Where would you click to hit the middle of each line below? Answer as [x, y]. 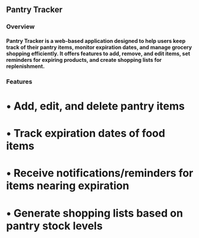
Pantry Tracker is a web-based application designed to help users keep [96, 40]
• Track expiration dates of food [86, 134]
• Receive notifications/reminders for [100, 173]
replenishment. [26, 66]
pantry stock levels [54, 226]
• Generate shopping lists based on [94, 213]
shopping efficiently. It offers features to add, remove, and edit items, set [98, 54]
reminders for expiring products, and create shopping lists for [84, 59]
